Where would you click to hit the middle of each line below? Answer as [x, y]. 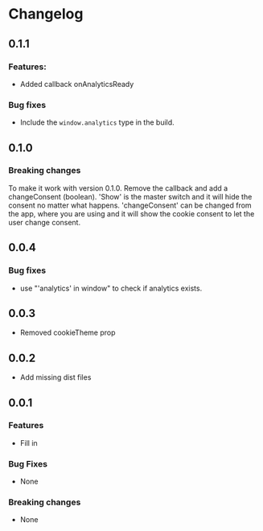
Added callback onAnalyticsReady [77, 84]
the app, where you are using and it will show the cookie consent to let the [131, 213]
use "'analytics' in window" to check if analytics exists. [111, 288]
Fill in [29, 442]
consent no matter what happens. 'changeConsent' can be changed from [130, 205]
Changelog [46, 14]
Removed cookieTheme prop [68, 333]
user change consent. [45, 222]
